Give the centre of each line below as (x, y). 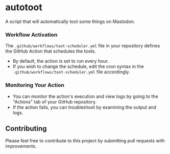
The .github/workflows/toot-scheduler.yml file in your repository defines (83, 46)
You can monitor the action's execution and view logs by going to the (85, 96)
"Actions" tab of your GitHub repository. (55, 101)
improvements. (21, 146)
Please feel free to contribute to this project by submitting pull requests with (85, 141)
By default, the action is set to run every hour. (60, 61)
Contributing (26, 128)
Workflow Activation (31, 35)
